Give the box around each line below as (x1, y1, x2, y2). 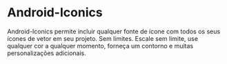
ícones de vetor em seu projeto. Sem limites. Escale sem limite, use (7, 34, 199, 42)
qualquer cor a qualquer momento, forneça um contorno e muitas (7, 42, 194, 50)
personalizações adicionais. (7, 49, 86, 57)
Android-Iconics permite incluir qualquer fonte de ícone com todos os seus (7, 27, 221, 35)
